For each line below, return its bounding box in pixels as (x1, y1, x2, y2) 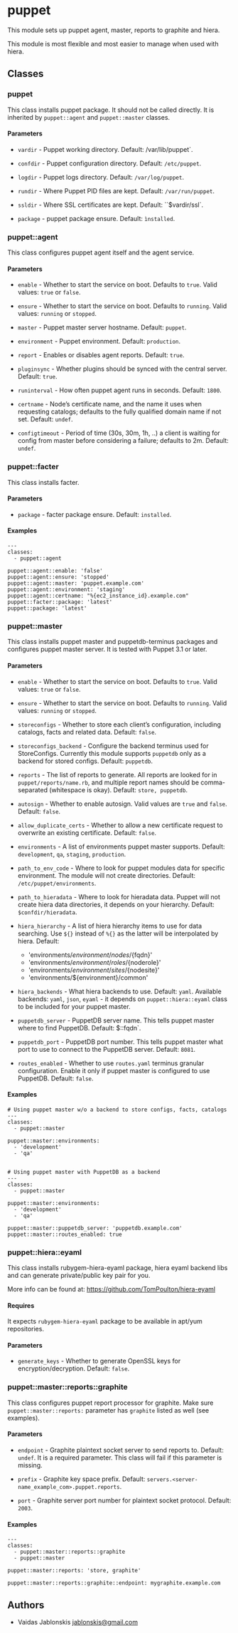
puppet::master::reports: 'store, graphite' (7, 1567, 141, 1575)
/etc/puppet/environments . (17, 879, 97, 887)
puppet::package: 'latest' (7, 605, 87, 612)
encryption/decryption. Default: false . (17, 1364, 130, 1373)
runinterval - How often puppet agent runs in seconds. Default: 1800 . (17, 386, 222, 394)
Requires (7, 1301, 35, 1310)
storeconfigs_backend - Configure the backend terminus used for (17, 741, 210, 750)
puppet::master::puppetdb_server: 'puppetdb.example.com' (7, 1224, 183, 1232)
